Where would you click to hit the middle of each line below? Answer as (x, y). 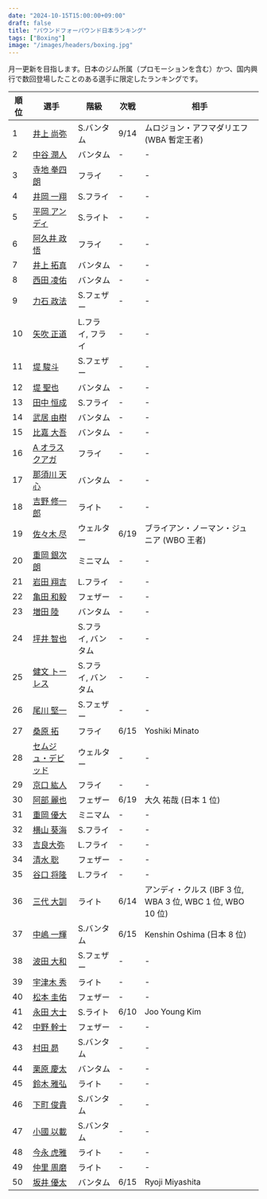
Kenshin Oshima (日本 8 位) (195, 935)
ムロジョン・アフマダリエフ (196, 128)
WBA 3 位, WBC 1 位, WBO (194, 902)
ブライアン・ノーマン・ (188, 528)
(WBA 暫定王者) (174, 140)
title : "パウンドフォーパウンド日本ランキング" (77, 30)
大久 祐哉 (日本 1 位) (182, 800)
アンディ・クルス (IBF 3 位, (194, 890)
